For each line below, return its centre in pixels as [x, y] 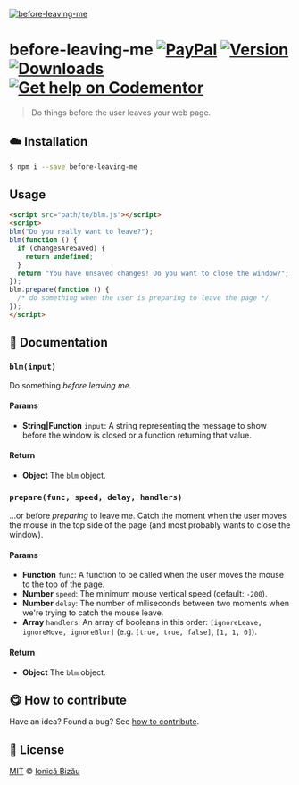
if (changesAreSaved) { [61, 248]
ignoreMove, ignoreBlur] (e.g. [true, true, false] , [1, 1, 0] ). [139, 632]
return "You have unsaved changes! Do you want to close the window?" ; [154, 273]
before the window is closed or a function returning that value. [137, 435]
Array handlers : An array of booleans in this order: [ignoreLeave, [142, 622]
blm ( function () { [43, 240]
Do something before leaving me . [71, 385]
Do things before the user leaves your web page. [121, 113]
